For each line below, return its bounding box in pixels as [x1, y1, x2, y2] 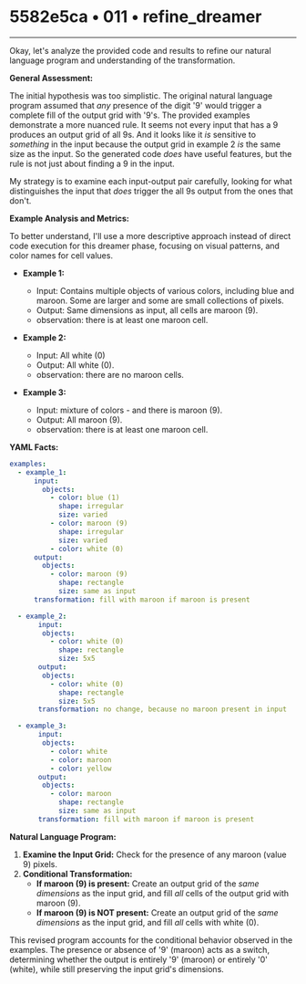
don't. [9, 194, 32, 206]
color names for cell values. [9, 249, 114, 261]
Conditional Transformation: [22, 868, 133, 879]
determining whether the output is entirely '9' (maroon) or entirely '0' [9, 954, 269, 965]
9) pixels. [22, 858, 57, 869]
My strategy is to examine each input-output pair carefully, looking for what [9, 175, 293, 186]
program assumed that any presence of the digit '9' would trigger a [9, 99, 262, 110]
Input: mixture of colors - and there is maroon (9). [36, 404, 223, 415]
